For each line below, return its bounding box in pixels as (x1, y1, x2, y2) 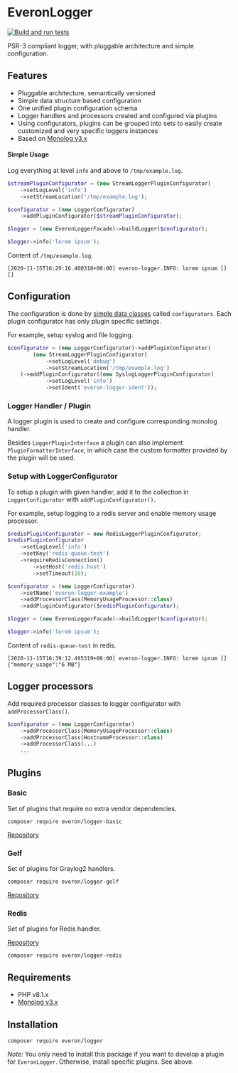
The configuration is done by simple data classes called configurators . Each (7, 309, 232, 317)
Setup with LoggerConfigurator (7, 471, 118, 481)
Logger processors (7, 680, 94, 692)
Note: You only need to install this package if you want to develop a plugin (7, 1050, 225, 1059)
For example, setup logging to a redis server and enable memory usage (7, 509, 217, 517)
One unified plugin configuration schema (17, 104, 138, 112)
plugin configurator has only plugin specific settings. (7, 317, 161, 325)
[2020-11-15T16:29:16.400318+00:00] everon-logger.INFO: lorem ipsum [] (7, 265, 227, 273)
